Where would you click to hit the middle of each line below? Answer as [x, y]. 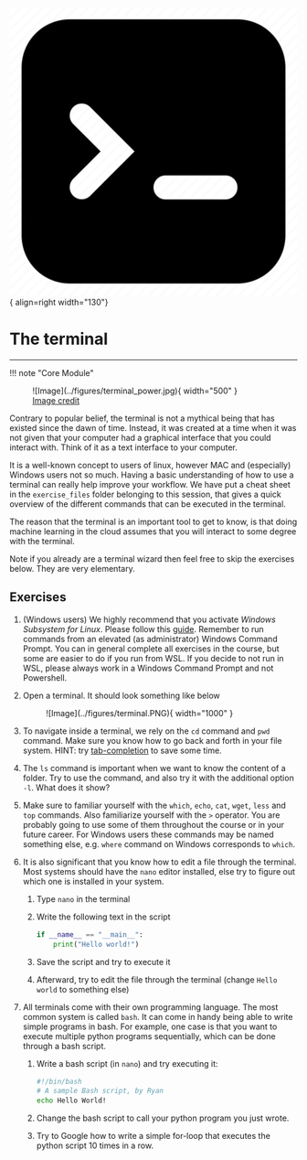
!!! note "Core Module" [52, 372]
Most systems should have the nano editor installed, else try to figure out [159, 871]
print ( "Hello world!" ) [96, 944]
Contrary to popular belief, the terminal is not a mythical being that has [143, 418]
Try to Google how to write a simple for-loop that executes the [153, 1136]
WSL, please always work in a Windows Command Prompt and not [148, 668]
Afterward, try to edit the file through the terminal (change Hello [157, 979]
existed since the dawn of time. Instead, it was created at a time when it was [153, 427]
